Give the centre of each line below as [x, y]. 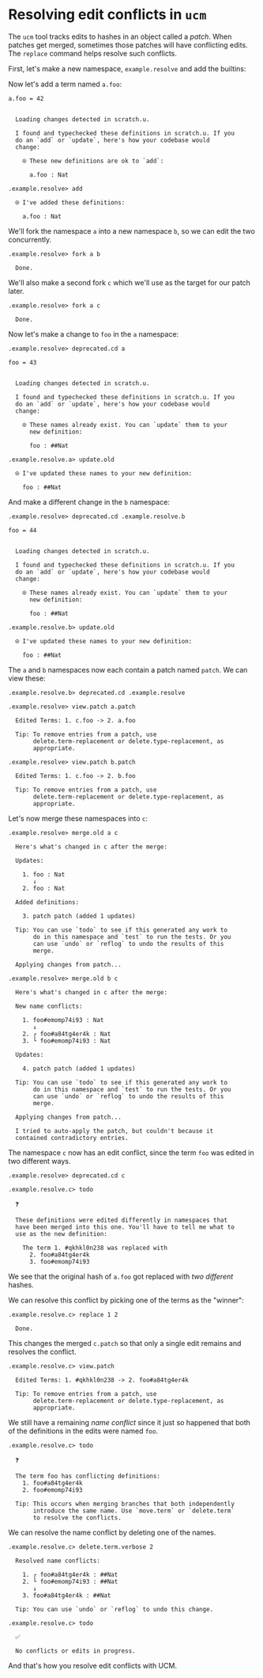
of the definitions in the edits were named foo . [83, 1431]
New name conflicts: [49, 1006]
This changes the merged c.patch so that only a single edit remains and [125, 1343]
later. [17, 291]
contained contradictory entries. [72, 1138]
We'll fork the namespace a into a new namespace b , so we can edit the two [131, 231]
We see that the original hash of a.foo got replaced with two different [121, 1276]
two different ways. [39, 1161]
